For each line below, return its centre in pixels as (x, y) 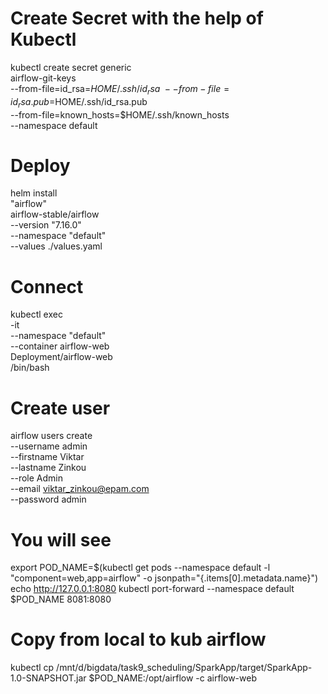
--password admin (48, 499)
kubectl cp (32, 668)
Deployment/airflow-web (61, 357)
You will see (61, 539)
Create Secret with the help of (137, 18)
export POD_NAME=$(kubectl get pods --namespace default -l (140, 568)
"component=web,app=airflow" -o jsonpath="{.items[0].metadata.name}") (164, 578)
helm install (34, 193)
